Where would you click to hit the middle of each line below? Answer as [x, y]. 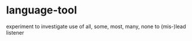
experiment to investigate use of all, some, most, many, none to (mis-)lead [96, 26]
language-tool [42, 10]
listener [15, 32]
